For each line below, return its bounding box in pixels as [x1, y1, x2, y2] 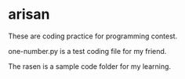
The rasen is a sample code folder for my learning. [8, 61, 171, 71]
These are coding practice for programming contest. [8, 31, 178, 41]
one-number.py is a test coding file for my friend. [8, 46, 167, 56]
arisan [8, 5, 50, 23]
